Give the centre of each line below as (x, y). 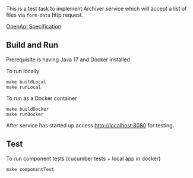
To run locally (23, 71)
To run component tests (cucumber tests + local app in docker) (83, 158)
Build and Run (32, 45)
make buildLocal (26, 82)
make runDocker (25, 114)
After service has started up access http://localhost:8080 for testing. (90, 125)
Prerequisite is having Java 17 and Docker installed (68, 60)
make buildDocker (28, 109)
